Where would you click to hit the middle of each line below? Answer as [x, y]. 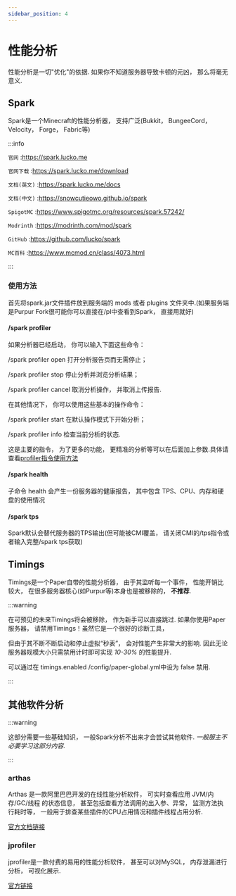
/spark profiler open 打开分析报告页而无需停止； [78, 359]
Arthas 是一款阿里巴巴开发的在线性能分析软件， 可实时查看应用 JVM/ [108, 794]
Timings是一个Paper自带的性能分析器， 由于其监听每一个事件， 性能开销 [113, 582]
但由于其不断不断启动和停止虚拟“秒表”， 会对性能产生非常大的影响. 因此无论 [118, 643]
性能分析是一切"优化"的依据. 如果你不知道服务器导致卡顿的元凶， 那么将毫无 [118, 72]
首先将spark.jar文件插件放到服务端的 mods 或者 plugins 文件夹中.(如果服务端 [119, 303]
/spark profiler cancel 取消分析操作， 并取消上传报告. [85, 389]
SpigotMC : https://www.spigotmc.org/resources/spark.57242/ [96, 212]
